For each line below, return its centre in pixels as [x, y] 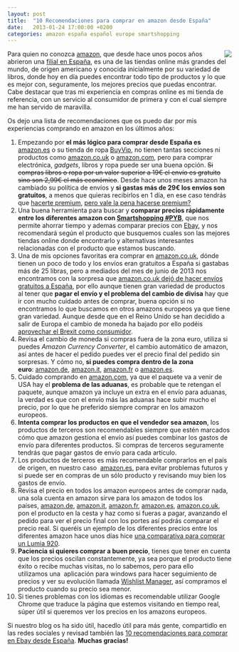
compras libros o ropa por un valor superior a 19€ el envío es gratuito [119, 172]
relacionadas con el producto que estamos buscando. [97, 248]
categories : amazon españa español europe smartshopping [94, 34]
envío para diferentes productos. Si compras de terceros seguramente [121, 445]
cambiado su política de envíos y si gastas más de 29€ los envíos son [121, 188]
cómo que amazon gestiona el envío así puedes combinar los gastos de [123, 438]
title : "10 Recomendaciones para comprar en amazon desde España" [110, 21]
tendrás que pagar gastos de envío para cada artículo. [97, 452]
